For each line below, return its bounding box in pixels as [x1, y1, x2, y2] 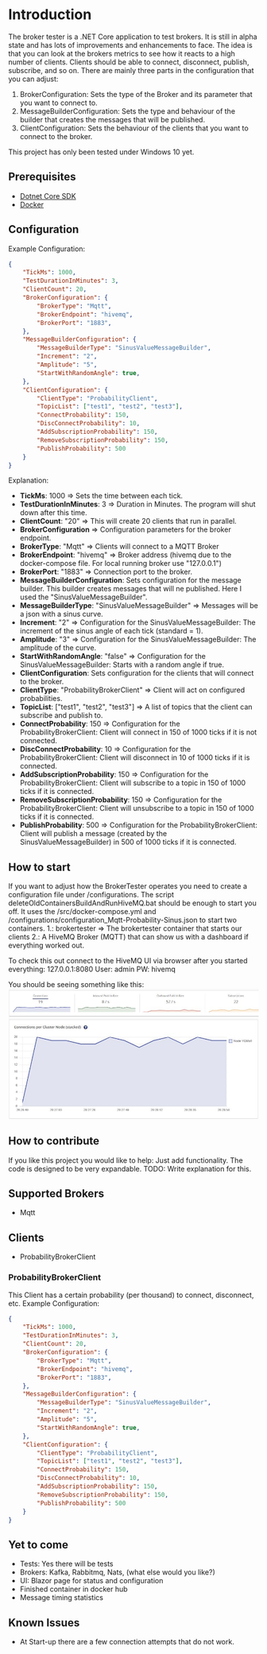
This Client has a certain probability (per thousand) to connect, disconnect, [8, 1290, 254, 1300]
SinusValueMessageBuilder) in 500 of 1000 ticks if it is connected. [19, 837, 237, 847]
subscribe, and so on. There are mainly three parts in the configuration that [8, 65, 254, 75]
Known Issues [8, 1616, 80, 1629]
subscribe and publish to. [19, 711, 103, 720]
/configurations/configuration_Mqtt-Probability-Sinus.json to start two [8, 916, 237, 925]
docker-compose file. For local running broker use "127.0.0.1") [19, 559, 222, 568]
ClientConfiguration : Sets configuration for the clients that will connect [19, 668, 254, 678]
